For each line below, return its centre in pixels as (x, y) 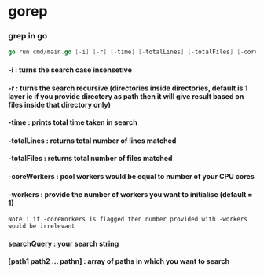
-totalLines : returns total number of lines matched (92, 141)
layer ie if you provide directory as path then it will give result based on (126, 96)
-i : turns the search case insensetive (70, 70)
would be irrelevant (42, 226)
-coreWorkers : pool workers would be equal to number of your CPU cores (132, 176)
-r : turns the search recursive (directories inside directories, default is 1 (128, 88)
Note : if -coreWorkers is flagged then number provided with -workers (128, 219)
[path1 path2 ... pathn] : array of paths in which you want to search (119, 261)
